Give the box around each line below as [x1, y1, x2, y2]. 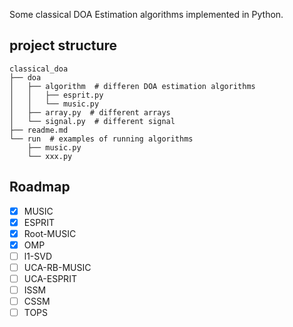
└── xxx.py [27, 151, 73, 161]
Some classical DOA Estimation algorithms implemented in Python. [9, 9, 284, 20]
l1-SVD [23, 250, 53, 262]
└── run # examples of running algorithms [9, 134, 194, 144]
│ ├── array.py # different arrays [9, 107, 171, 118]
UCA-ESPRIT [23, 273, 77, 284]
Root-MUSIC [23, 227, 77, 239]
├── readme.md [9, 125, 69, 135]
